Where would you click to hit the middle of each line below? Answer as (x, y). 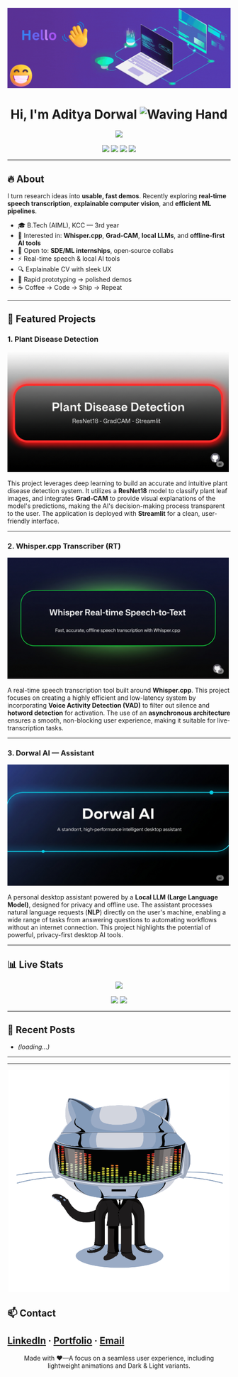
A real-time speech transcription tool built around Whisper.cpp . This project (119, 690)
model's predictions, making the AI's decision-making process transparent (116, 506)
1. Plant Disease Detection (53, 340)
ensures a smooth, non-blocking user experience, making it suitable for (112, 720)
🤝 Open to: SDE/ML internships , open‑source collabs (95, 251)
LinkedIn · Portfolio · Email (66, 1341)
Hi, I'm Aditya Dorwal (74, 115)
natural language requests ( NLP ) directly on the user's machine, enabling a (117, 912)
